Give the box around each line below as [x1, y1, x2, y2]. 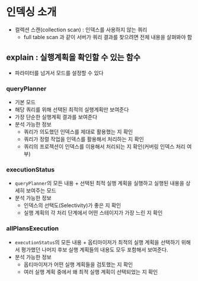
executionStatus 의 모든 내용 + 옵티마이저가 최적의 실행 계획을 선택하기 [14, 238, 180, 246]
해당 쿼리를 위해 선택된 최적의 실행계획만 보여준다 [14, 106, 129, 113]
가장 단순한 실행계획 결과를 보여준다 [14, 114, 98, 121]
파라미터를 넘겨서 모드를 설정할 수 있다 [14, 69, 104, 76]
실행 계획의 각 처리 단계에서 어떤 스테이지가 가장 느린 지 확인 [23, 209, 163, 217]
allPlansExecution [6, 224, 59, 232]
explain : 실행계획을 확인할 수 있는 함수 [6, 53, 141, 63]
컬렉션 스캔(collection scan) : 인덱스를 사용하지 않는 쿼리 [14, 26, 148, 33]
